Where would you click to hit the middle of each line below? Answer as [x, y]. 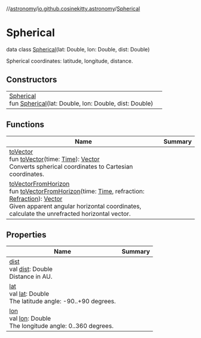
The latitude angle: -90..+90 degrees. [63, 302]
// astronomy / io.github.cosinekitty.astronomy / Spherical [73, 9]
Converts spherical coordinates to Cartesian [71, 166]
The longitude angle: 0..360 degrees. [61, 326]
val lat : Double [29, 294]
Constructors [32, 80]
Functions [25, 125]
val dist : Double [31, 269]
